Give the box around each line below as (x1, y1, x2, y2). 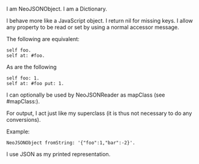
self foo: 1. (6, 75, 40, 81)
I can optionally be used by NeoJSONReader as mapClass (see (6, 91, 165, 99)
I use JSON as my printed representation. (6, 151, 111, 158)
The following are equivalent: (6, 35, 80, 42)
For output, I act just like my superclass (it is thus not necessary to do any (6, 110, 192, 117)
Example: (6, 128, 30, 135)
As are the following (6, 64, 57, 70)
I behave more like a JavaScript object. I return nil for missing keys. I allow (6, 17, 193, 24)
